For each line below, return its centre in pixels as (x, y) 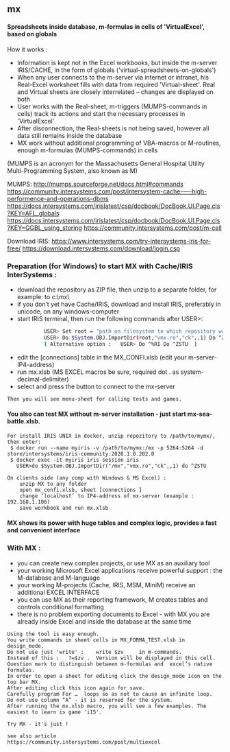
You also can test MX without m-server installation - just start (97, 414)
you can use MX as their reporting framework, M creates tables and (112, 599)
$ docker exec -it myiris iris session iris (74, 460)
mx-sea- (200, 414)
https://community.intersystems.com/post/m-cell (153, 228)
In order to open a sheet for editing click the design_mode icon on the (115, 676)
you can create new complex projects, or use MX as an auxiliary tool (113, 563)
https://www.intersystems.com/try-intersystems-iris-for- (131, 241)
